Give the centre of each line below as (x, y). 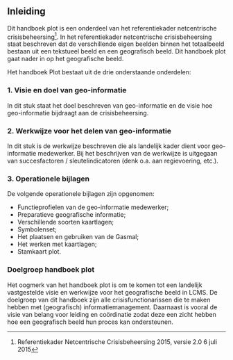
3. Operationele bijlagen (49, 179)
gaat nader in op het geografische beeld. (66, 59)
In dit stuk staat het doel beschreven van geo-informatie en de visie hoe (110, 105)
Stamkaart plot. (39, 252)
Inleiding (27, 11)
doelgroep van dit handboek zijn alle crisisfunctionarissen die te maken (109, 300)
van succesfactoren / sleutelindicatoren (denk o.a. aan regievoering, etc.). (113, 161)
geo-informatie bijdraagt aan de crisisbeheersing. (78, 113)
